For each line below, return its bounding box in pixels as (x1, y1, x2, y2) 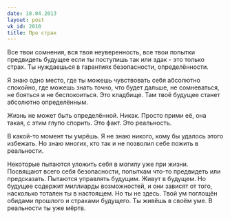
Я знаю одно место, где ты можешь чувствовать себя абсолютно (7, 76, 201, 85)
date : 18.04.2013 (7, 10, 57, 17)
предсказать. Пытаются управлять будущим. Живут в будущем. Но (7, 175, 207, 183)
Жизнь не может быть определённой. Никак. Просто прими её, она (7, 112, 207, 120)
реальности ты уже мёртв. (7, 204, 86, 212)
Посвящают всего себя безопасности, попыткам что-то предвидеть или (7, 167, 221, 176)
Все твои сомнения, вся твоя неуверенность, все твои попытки (7, 48, 195, 56)
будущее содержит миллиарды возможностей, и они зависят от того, (7, 182, 213, 190)
